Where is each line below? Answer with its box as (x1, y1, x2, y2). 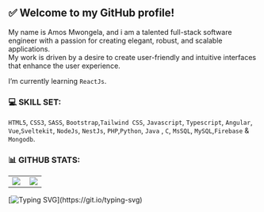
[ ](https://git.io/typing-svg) (8, 195, 143, 205)
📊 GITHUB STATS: (8, 154, 81, 165)
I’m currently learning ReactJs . (8, 76, 107, 85)
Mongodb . (8, 134, 36, 144)
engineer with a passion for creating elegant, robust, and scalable (8, 36, 223, 45)
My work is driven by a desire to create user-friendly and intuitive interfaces (8, 52, 256, 62)
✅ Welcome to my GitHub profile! (8, 6, 175, 20)
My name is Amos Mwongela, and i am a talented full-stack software (8, 27, 232, 36)
